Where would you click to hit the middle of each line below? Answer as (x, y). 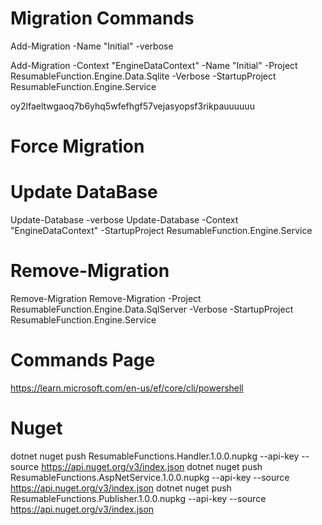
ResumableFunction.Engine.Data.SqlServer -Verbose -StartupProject (152, 309)
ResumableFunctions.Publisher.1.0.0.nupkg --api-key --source (138, 498)
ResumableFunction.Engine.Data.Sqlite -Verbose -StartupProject (143, 76)
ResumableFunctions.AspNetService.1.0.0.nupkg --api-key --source (150, 477)
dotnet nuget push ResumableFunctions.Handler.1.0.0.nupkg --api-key (155, 456)
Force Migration (77, 146)
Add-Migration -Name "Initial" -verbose (92, 46)
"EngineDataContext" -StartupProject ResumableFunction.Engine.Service (161, 231)
